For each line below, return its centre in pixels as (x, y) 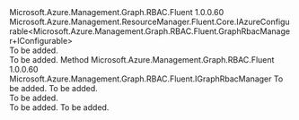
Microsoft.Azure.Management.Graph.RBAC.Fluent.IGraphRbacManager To (146, 79)
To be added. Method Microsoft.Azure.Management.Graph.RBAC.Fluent (142, 60)
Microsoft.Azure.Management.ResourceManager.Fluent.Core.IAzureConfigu (149, 21)
